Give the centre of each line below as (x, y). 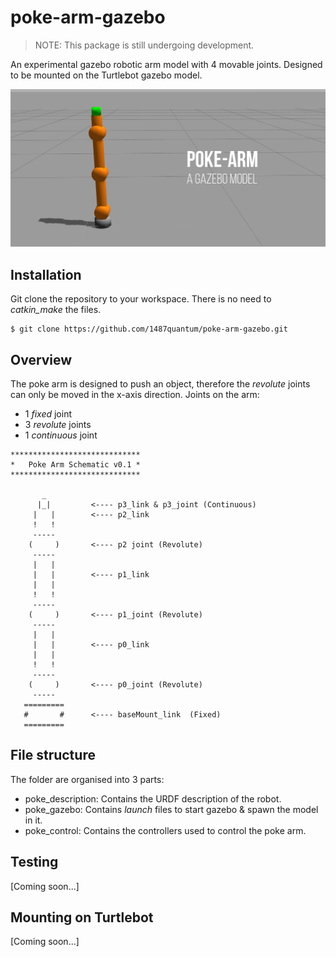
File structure (53, 755)
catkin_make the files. (56, 310)
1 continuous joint (61, 435)
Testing (34, 862)
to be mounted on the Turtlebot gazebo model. (106, 75)
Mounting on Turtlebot (82, 917)
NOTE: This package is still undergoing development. (144, 45)
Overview (41, 359)
